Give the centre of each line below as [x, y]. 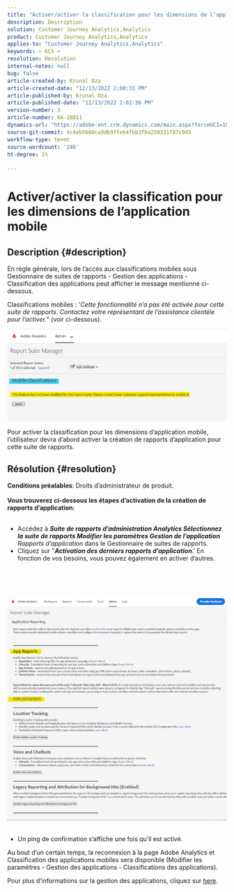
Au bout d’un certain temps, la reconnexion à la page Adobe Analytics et [111, 852]
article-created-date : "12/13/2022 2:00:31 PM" [78, 88]
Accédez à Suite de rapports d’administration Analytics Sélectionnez [119, 529]
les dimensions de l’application [99, 212]
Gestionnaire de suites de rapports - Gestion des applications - [97, 276]
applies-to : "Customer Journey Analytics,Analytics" [85, 44]
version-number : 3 [34, 110]
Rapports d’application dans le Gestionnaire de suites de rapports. [112, 544]
